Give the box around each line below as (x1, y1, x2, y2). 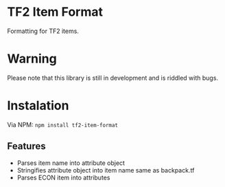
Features (7, 140, 46, 152)
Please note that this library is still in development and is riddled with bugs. (7, 74, 218, 82)
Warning (7, 51, 57, 67)
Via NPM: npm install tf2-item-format (7, 120, 119, 129)
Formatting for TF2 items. (7, 27, 79, 35)
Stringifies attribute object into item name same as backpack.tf (16, 166, 195, 174)
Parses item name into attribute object (16, 159, 126, 167)
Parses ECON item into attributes (16, 173, 110, 181)
